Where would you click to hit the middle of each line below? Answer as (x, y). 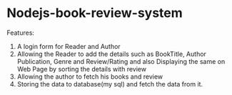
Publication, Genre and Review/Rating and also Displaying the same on (121, 61)
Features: (21, 33)
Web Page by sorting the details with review (82, 69)
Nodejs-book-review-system (95, 13)
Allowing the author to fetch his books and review (90, 77)
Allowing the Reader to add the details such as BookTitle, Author (111, 54)
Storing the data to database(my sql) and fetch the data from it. (110, 84)
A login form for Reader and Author (69, 46)
